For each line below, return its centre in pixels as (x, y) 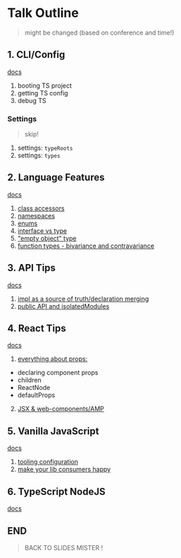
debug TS (32, 100)
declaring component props (58, 373)
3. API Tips (32, 268)
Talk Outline (43, 13)
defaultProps (36, 395)
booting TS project (45, 85)
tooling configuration (48, 462)
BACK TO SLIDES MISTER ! (64, 547)
